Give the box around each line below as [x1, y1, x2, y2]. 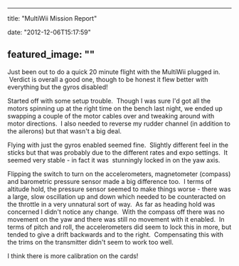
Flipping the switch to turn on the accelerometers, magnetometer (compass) [7, 169, 231, 178]
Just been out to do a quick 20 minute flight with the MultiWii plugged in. [7, 67, 221, 76]
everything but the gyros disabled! [7, 83, 108, 91]
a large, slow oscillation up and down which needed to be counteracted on [7, 192, 226, 200]
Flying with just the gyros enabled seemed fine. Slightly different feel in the [7, 140, 229, 149]
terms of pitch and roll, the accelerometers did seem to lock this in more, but [7, 222, 232, 231]
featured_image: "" [7, 48, 95, 61]
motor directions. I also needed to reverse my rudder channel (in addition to [7, 119, 231, 128]
